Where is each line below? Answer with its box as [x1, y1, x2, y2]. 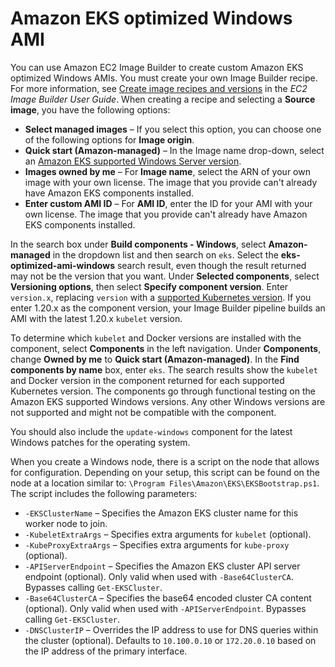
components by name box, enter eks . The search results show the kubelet [10, 363, 318, 376]
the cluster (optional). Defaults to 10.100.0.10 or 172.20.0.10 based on [24, 634, 317, 646]
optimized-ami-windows [10, 259, 115, 271]
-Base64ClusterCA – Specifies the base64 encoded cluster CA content [24, 592, 312, 604]
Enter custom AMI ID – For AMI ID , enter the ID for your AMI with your [24, 197, 313, 209]
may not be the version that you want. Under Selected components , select [10, 270, 320, 282]
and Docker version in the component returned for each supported [10, 374, 285, 386]
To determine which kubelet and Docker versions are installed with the [10, 332, 302, 344]
